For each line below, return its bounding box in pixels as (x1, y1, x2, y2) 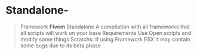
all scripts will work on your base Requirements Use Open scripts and (20, 29, 192, 36)
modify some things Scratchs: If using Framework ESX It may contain (20, 35, 190, 43)
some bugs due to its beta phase (20, 42, 101, 49)
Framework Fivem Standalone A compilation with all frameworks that (20, 23, 190, 30)
